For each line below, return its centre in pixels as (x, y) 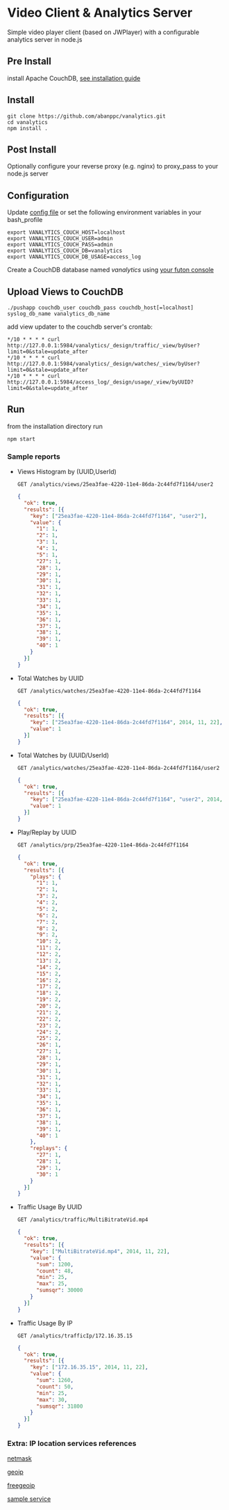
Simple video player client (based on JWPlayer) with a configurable (103, 32)
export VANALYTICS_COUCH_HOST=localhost (67, 233)
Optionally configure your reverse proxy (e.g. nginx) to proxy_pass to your (113, 166)
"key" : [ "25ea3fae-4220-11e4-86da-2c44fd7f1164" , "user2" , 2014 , (127, 800)
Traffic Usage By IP (45, 1323)
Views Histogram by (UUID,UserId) (67, 472)
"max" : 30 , (52, 1400)
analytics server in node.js (45, 39)
